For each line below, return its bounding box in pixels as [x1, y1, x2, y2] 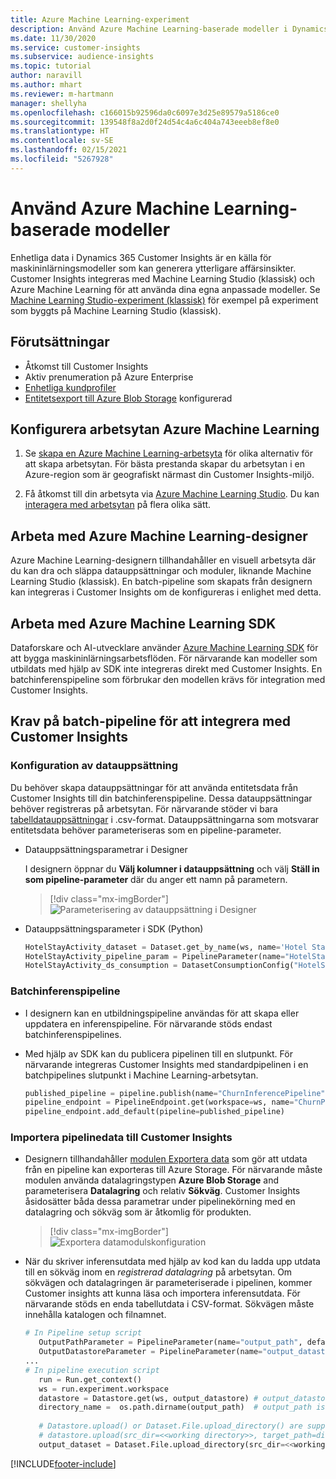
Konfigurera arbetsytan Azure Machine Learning [10, 421, 320, 438]
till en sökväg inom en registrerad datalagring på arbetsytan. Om [24, 1266, 293, 1278]
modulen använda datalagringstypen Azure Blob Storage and [24, 1174, 280, 1186]
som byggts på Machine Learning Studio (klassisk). [10, 304, 222, 316]
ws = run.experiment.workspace [38, 1384, 169, 1394]
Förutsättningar [10, 334, 110, 351]
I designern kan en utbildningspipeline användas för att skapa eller [24, 1007, 300, 1019]
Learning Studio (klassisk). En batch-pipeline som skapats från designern [10, 576, 313, 588]
